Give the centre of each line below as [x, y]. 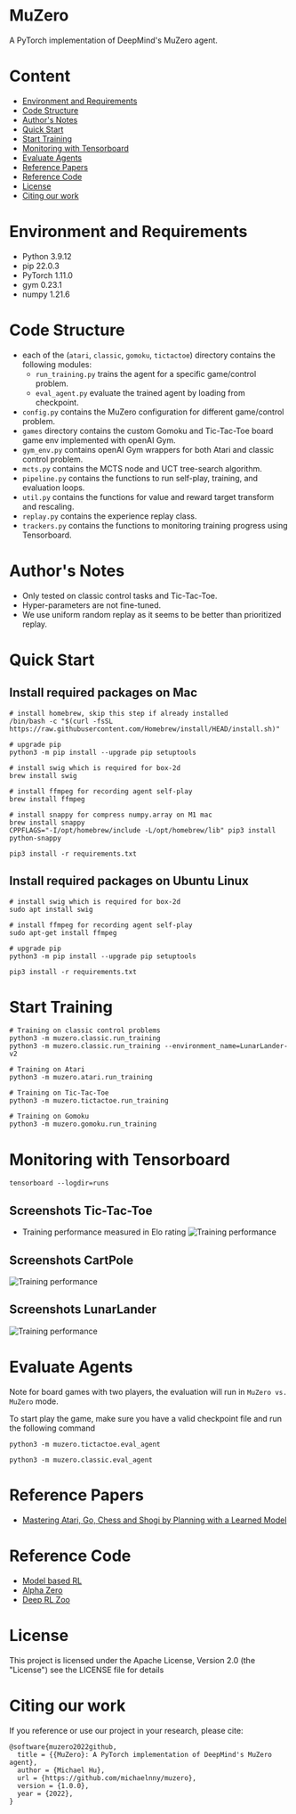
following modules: [57, 364]
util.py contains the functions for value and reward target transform [148, 497]
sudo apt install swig [51, 909]
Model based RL [52, 1580]
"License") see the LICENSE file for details [87, 1670]
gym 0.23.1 [42, 284]
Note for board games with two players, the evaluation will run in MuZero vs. [148, 1391]
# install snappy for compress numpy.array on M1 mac [111, 815]
